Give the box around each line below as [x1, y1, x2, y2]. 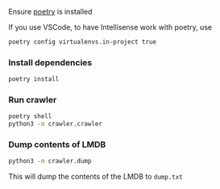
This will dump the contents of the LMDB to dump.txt [8, 172, 183, 182]
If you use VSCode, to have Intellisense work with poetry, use [8, 23, 212, 31]
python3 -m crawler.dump [8, 157, 92, 166]
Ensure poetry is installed [8, 7, 93, 16]
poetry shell [8, 113, 52, 121]
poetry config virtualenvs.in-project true [8, 38, 157, 46]
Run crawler [8, 94, 57, 105]
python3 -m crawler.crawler [8, 120, 103, 128]
